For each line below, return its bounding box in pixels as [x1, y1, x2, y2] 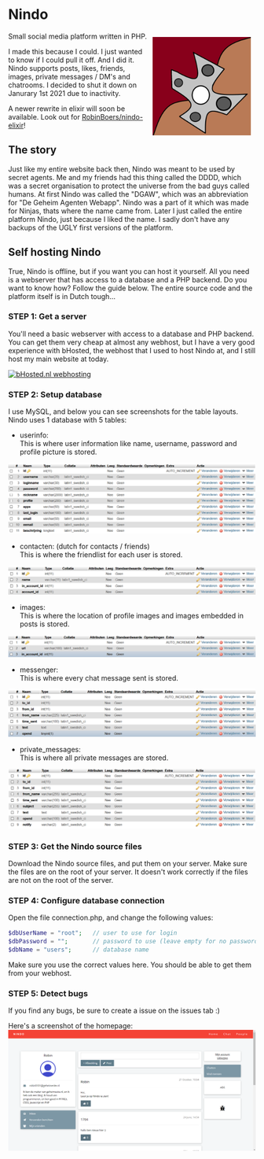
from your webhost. [8, 968, 72, 977]
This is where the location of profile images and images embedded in [19, 611, 244, 620]
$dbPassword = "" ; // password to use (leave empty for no [8, 938, 226, 946]
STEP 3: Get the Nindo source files [8, 840, 143, 851]
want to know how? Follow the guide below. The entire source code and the [8, 283, 253, 293]
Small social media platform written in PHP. [8, 31, 148, 41]
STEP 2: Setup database [8, 389, 102, 400]
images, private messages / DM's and [8, 72, 131, 81]
